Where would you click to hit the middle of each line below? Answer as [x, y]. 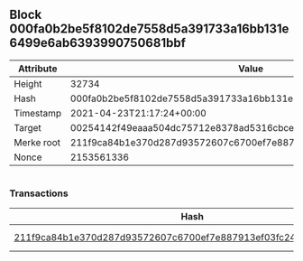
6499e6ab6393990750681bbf [98, 43]
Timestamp [38, 113]
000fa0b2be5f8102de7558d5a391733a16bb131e [149, 29]
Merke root [37, 142]
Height [28, 83]
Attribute [37, 69]
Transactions [39, 193]
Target [28, 127]
